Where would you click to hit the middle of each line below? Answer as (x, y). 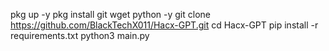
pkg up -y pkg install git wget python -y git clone (110, 14)
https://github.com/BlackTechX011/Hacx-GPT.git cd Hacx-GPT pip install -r (164, 25)
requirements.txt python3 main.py (80, 35)
